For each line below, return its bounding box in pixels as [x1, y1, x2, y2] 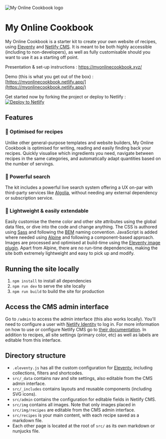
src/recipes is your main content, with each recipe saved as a [12, 412, 140, 418]
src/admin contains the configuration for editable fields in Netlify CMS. [12, 396, 156, 402]
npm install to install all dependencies [12, 278, 92, 284]
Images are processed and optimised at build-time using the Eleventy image [5, 240, 161, 246]
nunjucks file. [12, 428, 40, 434]
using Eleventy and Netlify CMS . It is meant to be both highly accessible [5, 44, 152, 50]
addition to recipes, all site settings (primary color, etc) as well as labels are [5, 332, 159, 338]
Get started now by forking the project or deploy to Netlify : [5, 93, 126, 99]
